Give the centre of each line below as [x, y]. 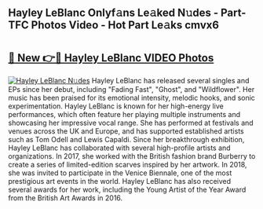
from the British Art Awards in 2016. [66, 198]
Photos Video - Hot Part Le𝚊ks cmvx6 [125, 26]
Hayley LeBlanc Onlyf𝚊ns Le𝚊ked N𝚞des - [113, 13]
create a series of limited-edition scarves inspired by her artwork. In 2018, [128, 165]
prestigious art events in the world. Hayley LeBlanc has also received [120, 181]
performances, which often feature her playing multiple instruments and [124, 114]
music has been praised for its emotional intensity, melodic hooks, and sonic [131, 98]
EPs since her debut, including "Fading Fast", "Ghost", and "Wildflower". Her [131, 89]
